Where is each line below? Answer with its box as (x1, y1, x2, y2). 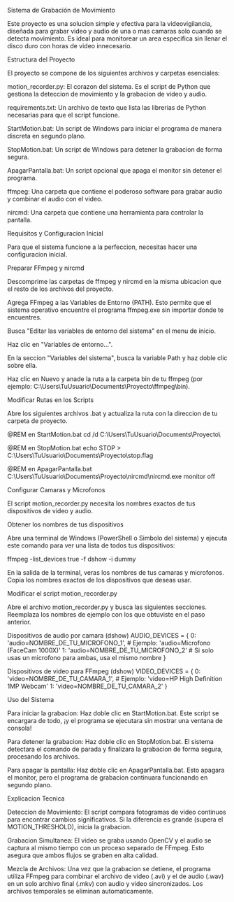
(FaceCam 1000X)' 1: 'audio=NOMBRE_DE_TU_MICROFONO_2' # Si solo (7, 646, 214, 654)
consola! (7, 724, 32, 732)
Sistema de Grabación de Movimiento (7, 6, 115, 14)
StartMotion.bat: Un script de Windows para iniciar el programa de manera (7, 124, 222, 132)
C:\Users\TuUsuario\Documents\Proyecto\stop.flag (7, 451, 154, 459)
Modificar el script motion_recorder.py (7, 589, 117, 597)
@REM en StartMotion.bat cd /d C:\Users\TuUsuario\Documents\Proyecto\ (7, 430, 221, 438)
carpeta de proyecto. (7, 417, 68, 425)
